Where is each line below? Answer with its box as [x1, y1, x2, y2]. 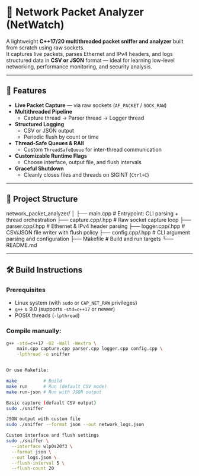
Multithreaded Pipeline [14, 108, 73, 115]
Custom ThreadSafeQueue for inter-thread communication [23, 146, 162, 153]
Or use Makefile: [6, 367, 49, 374]
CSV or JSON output [23, 127, 74, 134]
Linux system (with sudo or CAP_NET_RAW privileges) [14, 299, 137, 306]
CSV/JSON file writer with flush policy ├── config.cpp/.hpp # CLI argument [6, 228, 191, 236]
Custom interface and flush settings [6, 433, 99, 439]
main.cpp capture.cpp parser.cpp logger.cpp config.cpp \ [17, 346, 163, 352]
